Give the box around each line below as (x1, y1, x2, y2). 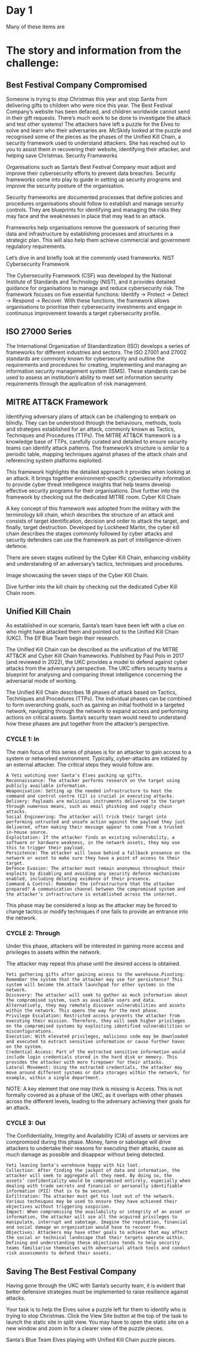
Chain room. (6, 589, 36, 597)
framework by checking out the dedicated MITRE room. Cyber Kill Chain (6, 493, 181, 500)
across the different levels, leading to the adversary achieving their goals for (6, 1097, 191, 1104)
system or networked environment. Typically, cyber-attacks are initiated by (6, 754, 188, 762)
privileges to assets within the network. (6, 949, 101, 956)
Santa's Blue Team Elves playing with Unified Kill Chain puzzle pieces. (6, 1336, 176, 1344)
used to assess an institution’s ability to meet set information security (6, 373, 173, 381)
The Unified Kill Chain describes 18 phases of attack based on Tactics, (6, 689, 177, 696)
